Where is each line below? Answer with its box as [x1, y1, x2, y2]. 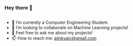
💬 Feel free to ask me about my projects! [11, 30, 93, 36]
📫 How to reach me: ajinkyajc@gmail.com [11, 35, 97, 41]
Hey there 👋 [4, 4, 33, 11]
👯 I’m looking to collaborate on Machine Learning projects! [11, 25, 129, 31]
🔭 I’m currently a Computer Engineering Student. [11, 19, 109, 26]
